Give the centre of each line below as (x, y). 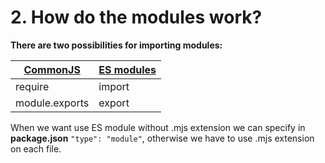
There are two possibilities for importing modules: (116, 45)
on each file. (36, 148)
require (32, 86)
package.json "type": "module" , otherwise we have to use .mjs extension (162, 138)
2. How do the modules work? (136, 17)
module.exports (52, 103)
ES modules (127, 69)
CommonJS (52, 69)
